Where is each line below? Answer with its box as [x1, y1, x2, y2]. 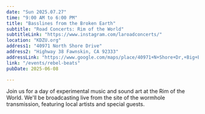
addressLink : [6, 54, 40, 60]
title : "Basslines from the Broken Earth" [6, 20, 116, 26]
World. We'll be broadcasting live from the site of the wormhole [6, 94, 165, 101]
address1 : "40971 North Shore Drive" [6, 43, 103, 49]
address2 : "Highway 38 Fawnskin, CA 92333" [6, 49, 119, 55]
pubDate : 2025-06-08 [6, 65, 59, 72]
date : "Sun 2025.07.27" [6, 9, 67, 15]
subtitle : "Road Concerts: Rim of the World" [6, 26, 124, 32]
